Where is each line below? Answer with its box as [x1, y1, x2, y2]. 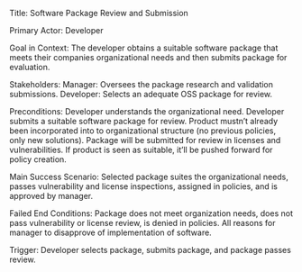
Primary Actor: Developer [9, 25, 104, 35]
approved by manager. [9, 191, 93, 201]
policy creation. [9, 154, 68, 165]
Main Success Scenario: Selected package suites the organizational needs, [9, 171, 288, 182]
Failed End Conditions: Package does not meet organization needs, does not [9, 208, 294, 219]
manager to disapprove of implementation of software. [9, 227, 212, 238]
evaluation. [9, 62, 50, 72]
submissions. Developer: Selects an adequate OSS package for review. [9, 89, 273, 99]
